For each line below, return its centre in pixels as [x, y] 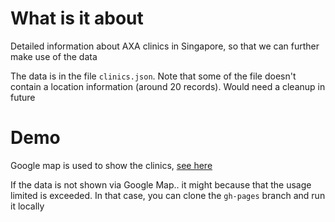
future [23, 97]
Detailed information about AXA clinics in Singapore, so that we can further [165, 46]
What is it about [77, 18]
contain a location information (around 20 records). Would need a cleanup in [168, 86]
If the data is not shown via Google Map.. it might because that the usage [161, 184]
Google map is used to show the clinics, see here [111, 165]
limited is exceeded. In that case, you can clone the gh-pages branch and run [168, 195]
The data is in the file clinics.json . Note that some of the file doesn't [153, 76]
